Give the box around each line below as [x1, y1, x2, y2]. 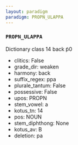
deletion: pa [13, 132, 43, 139]
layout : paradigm [5, 8, 48, 15]
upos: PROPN [13, 94, 48, 101]
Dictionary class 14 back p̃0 [5, 45, 73, 52]
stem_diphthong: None [13, 119, 69, 127]
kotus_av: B [13, 126, 42, 133]
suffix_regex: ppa [13, 75, 56, 83]
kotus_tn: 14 [13, 107, 43, 114]
